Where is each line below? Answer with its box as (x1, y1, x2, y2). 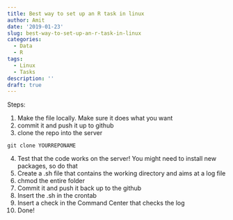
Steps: (7, 100, 26, 109)
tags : (7, 56, 23, 63)
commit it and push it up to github (17, 121, 114, 129)
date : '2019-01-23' (7, 23, 64, 30)
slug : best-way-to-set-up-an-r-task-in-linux (7, 29, 141, 37)
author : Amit (7, 17, 45, 24)
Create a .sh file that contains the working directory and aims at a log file (17, 169, 226, 178)
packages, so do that (17, 162, 78, 171)
